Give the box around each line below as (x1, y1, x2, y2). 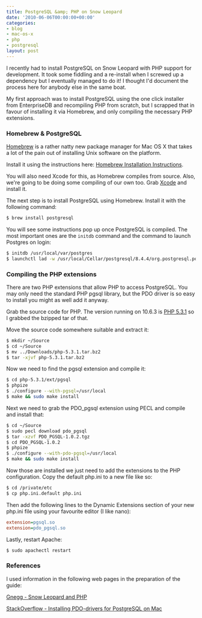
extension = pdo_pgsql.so (6, 525, 66, 531)
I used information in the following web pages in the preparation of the (6, 575, 181, 583)
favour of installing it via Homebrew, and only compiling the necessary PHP (6, 108, 192, 115)
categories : (6, 20, 36, 26)
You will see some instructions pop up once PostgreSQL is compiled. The (6, 226, 188, 233)
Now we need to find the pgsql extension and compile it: (6, 365, 146, 372)
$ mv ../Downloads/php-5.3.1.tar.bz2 (6, 349, 101, 355)
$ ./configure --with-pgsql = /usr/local (6, 388, 106, 394)
